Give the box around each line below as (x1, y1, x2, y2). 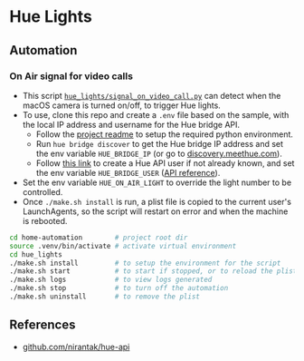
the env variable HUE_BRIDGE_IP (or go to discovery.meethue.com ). (35, 148, 282, 159)
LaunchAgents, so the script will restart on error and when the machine (22, 206, 289, 217)
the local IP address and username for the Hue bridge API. (22, 119, 241, 130)
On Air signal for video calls (9, 70, 134, 83)
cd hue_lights (9, 249, 63, 259)
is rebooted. (22, 215, 68, 226)
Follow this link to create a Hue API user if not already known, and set (35, 157, 295, 169)
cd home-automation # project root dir (9, 233, 188, 242)
